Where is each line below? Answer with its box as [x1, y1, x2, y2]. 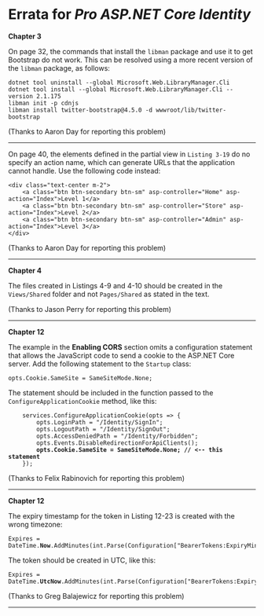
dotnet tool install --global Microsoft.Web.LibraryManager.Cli [8, 85, 223, 93]
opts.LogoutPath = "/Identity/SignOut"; [36, 425, 170, 433]
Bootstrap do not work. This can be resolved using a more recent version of [8, 55, 254, 64]
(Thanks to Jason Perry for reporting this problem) [8, 304, 171, 313]
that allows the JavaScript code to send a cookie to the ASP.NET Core [8, 350, 235, 360]
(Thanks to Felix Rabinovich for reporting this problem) [8, 473, 185, 482]
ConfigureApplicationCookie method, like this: [8, 396, 157, 405]
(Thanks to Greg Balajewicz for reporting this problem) [8, 591, 185, 600]
